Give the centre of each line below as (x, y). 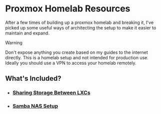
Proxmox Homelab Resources (68, 9)
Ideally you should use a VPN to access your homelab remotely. (71, 63)
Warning (14, 42)
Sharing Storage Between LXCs (51, 93)
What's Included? (33, 78)
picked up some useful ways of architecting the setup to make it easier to (81, 27)
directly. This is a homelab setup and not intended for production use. (77, 57)
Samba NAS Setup (35, 106)
